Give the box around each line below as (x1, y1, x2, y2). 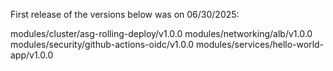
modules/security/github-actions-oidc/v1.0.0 (10, 39, 195, 50)
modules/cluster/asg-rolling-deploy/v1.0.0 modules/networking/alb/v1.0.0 (10, 28, 313, 39)
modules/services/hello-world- (196, 39, 325, 50)
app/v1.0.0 (10, 49, 54, 61)
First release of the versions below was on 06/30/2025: (10, 9, 240, 20)
